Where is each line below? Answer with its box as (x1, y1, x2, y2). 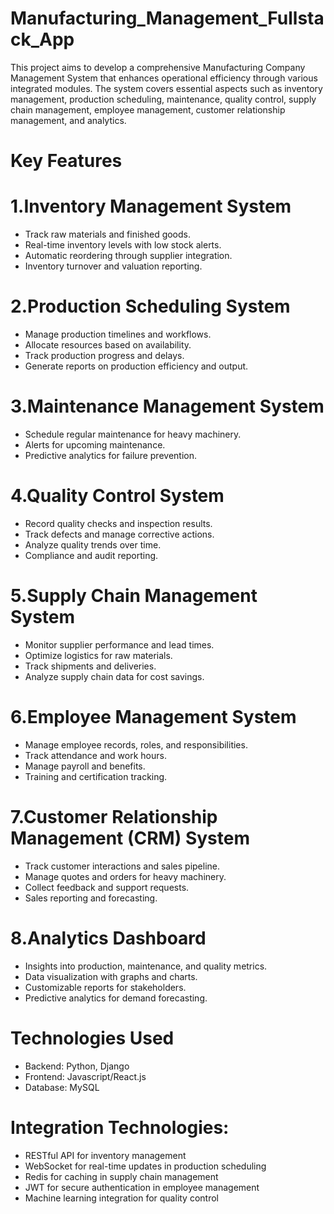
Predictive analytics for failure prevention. (24, 449, 197, 461)
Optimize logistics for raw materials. (24, 649, 173, 661)
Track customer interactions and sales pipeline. (24, 860, 221, 872)
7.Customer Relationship (10, 805, 218, 828)
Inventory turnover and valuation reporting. (24, 260, 203, 272)
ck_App (10, 28, 75, 51)
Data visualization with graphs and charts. (24, 970, 198, 982)
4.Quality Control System (10, 485, 225, 507)
